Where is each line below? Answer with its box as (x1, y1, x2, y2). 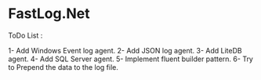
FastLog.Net (8, 5, 90, 23)
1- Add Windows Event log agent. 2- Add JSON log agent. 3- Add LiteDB (8, 45, 242, 55)
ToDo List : (8, 31, 43, 40)
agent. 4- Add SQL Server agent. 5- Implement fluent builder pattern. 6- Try (8, 54, 253, 64)
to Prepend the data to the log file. (8, 62, 119, 71)
